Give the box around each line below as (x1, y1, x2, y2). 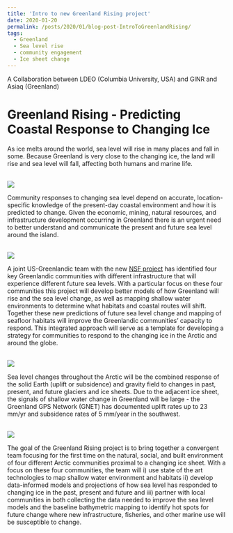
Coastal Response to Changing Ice (7, 121, 211, 137)
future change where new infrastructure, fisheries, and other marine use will (7, 510, 226, 518)
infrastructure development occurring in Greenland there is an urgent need (7, 216, 221, 224)
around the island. (7, 230, 59, 239)
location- (197, 193, 223, 202)
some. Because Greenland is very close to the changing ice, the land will (7, 151, 216, 160)
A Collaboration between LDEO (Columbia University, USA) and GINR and (7, 75, 218, 83)
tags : (7, 29, 23, 37)
